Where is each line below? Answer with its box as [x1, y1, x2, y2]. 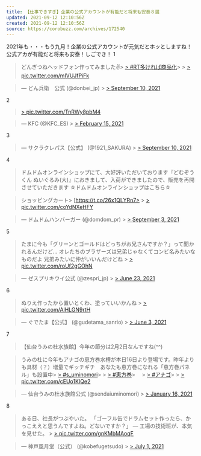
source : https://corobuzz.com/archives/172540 [6, 25, 125, 32]
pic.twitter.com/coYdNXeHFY [20, 204, 93, 211]
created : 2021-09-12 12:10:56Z [6, 20, 85, 26]
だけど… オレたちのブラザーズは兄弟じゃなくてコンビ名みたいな [37, 248, 196, 255]
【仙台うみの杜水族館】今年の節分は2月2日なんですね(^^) [20, 343, 163, 350]
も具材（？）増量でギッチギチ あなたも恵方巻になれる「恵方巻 [20, 364, 179, 371]
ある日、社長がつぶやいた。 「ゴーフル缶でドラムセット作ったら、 [20, 415, 186, 422]
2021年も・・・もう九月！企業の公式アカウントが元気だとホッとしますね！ [6, 43, 193, 50]
